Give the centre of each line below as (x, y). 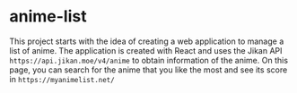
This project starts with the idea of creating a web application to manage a (147, 41)
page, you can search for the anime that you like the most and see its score (148, 70)
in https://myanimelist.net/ (62, 79)
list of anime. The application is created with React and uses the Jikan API (146, 50)
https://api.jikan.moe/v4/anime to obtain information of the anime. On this (149, 60)
